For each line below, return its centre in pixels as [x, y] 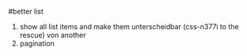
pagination [37, 43]
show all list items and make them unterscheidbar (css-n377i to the [129, 26]
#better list [26, 11]
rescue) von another [53, 35]
